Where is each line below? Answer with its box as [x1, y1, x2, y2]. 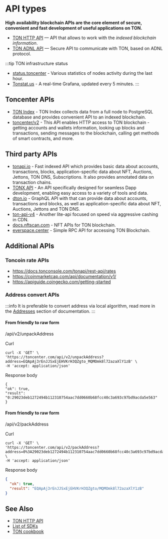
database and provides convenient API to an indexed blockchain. [12, 114, 146, 120]
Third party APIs [5, 150, 57, 159]
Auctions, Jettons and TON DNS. [12, 206, 80, 212]
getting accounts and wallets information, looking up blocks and [12, 124, 145, 130]
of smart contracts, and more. [12, 135, 74, 141]
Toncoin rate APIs [5, 256, 49, 263]
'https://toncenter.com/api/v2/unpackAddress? [5, 354, 104, 359]
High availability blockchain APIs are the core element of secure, [5, 20, 142, 26]
